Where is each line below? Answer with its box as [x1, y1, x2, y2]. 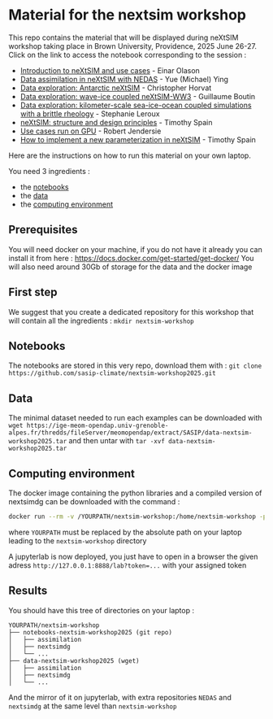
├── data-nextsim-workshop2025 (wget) [8, 656, 140, 665]
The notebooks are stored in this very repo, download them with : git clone [8, 360, 262, 371]
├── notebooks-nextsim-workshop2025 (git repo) [8, 628, 173, 636]
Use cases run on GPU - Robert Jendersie [19, 126, 162, 136]
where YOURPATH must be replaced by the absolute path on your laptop [8, 527, 242, 537]
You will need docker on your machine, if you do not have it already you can [8, 244, 262, 254]
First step [8, 285, 58, 299]
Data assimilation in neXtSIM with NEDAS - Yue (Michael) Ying [19, 74, 229, 84]
